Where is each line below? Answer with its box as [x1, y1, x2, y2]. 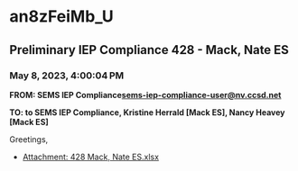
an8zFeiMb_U [9, 6, 115, 27]
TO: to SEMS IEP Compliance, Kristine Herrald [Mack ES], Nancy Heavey [9, 106, 285, 118]
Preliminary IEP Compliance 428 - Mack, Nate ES [9, 42, 289, 58]
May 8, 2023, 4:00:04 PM [9, 69, 125, 82]
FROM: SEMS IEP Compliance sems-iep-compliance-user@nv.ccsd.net [9, 89, 282, 100]
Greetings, [9, 133, 49, 145]
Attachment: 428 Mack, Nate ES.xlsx [22, 151, 160, 162]
